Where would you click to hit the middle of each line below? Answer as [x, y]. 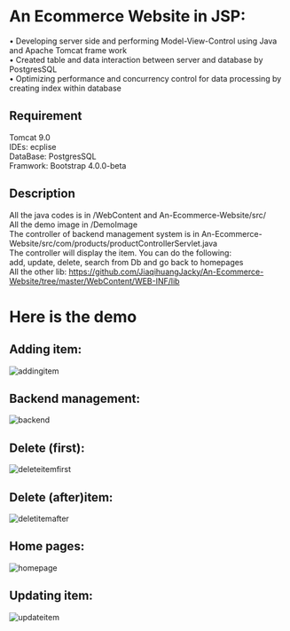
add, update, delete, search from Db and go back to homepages [126, 262]
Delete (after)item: [61, 497]
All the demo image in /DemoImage [74, 225]
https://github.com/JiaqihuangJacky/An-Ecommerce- [166, 272]
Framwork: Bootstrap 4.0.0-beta [68, 165]
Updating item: [51, 596]
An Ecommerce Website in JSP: [128, 16]
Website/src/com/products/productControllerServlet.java [114, 243]
